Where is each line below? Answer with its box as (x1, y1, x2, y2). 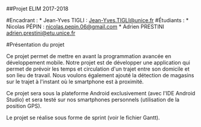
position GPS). (6, 102, 42, 110)
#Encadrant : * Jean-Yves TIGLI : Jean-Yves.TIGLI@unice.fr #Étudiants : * (6, 17, 189, 23)
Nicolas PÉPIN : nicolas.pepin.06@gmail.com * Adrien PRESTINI (6, 23, 164, 30)
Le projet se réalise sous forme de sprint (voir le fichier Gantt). (6, 114, 160, 121)
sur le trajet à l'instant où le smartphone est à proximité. (6, 78, 144, 85)
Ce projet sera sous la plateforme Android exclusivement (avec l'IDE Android (6, 90, 196, 96)
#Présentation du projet (6, 41, 65, 48)
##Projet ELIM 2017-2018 (6, 5, 69, 12)
